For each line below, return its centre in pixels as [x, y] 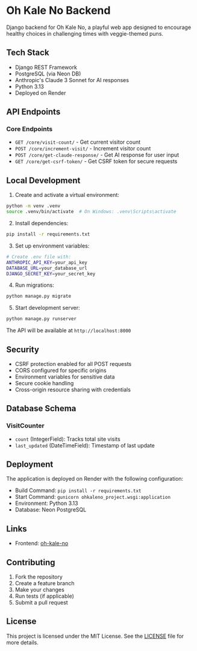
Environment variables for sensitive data [65, 377]
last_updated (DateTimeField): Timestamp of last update [85, 445]
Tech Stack [28, 53]
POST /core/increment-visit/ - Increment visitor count [83, 149]
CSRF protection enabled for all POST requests [73, 364]
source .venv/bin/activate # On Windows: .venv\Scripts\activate [91, 212]
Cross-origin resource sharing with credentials [73, 390]
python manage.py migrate [39, 297]
